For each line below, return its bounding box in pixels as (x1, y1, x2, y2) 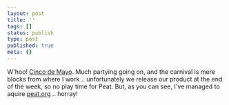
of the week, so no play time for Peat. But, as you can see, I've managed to (7, 82, 220, 90)
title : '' (7, 17, 36, 23)
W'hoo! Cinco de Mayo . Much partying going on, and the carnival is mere (7, 67, 216, 76)
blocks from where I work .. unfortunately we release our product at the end (7, 75, 223, 83)
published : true (7, 42, 54, 49)
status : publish (7, 29, 54, 37)
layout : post (7, 10, 45, 17)
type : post (7, 36, 39, 43)
